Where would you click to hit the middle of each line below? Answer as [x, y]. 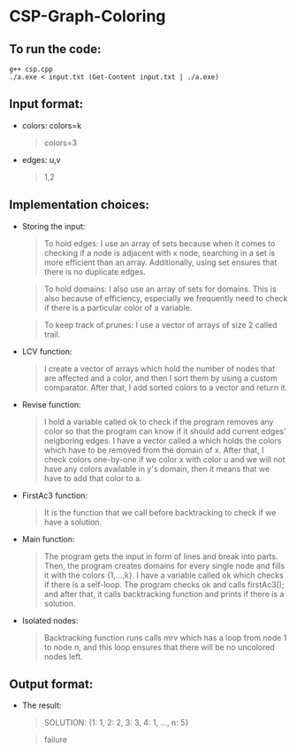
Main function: [48, 539]
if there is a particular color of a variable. [118, 307]
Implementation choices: [80, 205]
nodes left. [64, 656]
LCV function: [47, 351]
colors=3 [61, 143]
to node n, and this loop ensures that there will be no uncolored [160, 647]
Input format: [46, 104]
